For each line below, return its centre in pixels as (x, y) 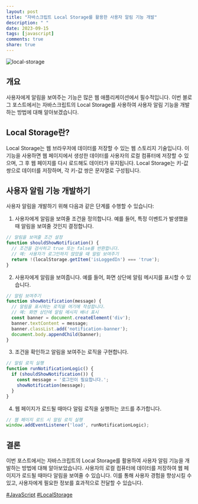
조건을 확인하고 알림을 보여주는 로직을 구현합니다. (72, 352)
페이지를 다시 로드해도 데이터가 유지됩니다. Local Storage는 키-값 (113, 163)
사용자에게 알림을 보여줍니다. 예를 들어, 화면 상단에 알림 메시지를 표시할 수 (100, 277)
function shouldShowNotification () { (53, 243)
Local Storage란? (38, 133)
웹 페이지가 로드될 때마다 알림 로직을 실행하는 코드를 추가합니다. (88, 408)
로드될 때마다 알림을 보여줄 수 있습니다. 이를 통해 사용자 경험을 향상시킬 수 (107, 476)
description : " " (27, 23)
